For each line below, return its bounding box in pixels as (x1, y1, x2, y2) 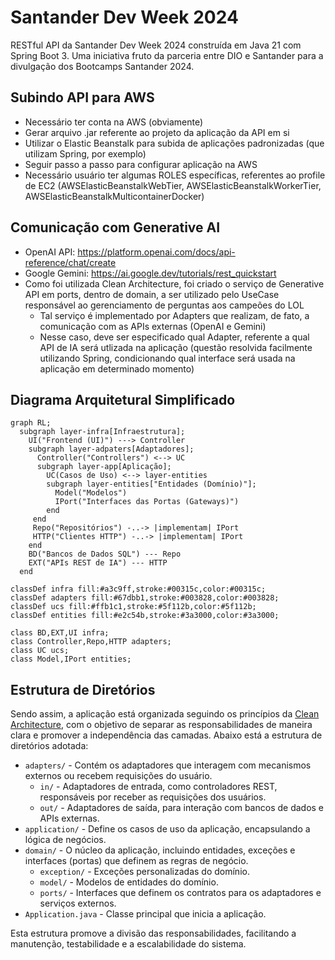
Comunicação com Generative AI (10, 219, 221, 236)
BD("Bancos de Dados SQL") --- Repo (28, 549, 182, 560)
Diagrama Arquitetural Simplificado (10, 391, 236, 408)
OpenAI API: (24, 246, 76, 258)
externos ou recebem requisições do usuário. (24, 770, 213, 782)
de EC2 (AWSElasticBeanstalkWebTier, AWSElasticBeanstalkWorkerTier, (24, 179, 322, 191)
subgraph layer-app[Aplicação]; (36, 462, 172, 472)
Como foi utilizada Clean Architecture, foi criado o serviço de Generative (24, 277, 325, 290)
